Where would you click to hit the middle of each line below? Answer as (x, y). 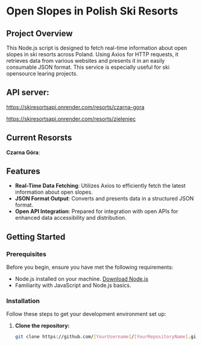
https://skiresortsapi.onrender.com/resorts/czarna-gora (75, 107)
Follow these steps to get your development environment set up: (86, 314)
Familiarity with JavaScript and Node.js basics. (73, 286)
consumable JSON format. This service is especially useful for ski (88, 67)
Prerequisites (26, 254)
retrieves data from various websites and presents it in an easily (86, 61)
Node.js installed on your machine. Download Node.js (82, 279)
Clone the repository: (42, 326)
